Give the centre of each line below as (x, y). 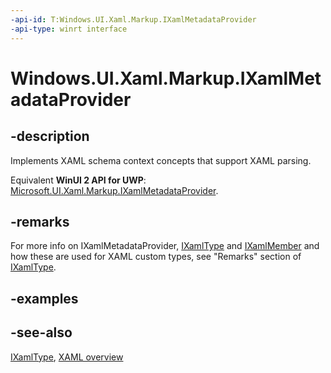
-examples (44, 298)
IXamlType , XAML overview (67, 357)
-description (50, 136)
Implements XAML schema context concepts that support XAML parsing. (161, 160)
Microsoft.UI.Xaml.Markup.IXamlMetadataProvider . (114, 190)
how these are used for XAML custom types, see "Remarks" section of (156, 257)
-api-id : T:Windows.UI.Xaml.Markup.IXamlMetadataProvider (133, 19)
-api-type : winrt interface (69, 29)
